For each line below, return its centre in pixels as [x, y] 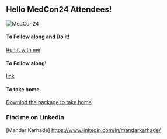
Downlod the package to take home [49, 102]
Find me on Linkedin [35, 117]
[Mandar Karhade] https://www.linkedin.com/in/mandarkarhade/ [83, 130]
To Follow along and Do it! [38, 37]
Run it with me [23, 50]
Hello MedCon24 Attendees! [59, 10]
